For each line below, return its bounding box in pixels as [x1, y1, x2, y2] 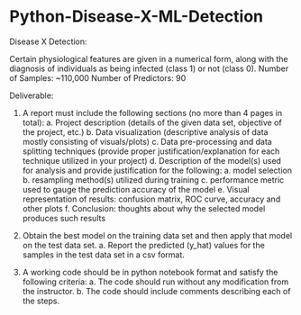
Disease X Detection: [9, 36, 87, 47]
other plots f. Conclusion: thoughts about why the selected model [22, 202, 266, 213]
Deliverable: [9, 90, 54, 101]
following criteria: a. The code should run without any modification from [22, 276, 289, 287]
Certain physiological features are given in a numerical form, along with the [9, 53, 288, 64]
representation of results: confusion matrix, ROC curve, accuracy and [22, 193, 281, 204]
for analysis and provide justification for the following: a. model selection [22, 165, 293, 175]
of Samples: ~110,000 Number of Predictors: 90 [9, 72, 187, 83]
